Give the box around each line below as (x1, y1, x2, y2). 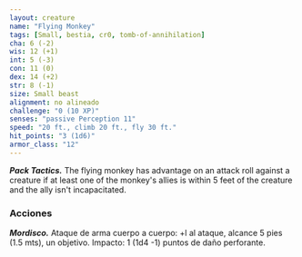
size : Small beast (9, 89, 79, 98)
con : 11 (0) (9, 64, 55, 74)
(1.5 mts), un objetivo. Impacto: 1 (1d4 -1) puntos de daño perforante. (9, 237, 266, 248)
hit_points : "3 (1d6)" (9, 132, 96, 141)
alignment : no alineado (9, 97, 100, 107)
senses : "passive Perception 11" (9, 114, 136, 124)
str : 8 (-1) (9, 81, 55, 90)
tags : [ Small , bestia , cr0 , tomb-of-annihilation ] (9, 30, 206, 39)
